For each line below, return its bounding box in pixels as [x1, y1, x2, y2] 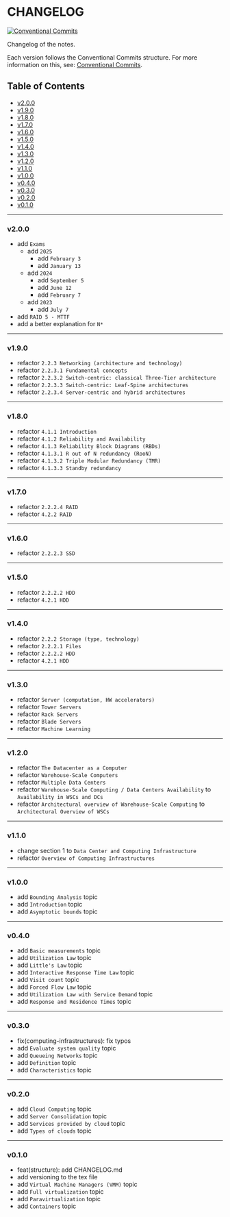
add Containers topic [16, 1202, 77, 1210]
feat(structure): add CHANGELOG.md [16, 1166, 123, 1174]
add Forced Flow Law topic [16, 983, 92, 991]
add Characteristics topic [16, 1066, 92, 1074]
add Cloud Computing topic [16, 1105, 92, 1113]
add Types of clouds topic [16, 1127, 92, 1135]
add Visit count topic [16, 976, 80, 984]
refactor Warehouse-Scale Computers [16, 771, 118, 779]
